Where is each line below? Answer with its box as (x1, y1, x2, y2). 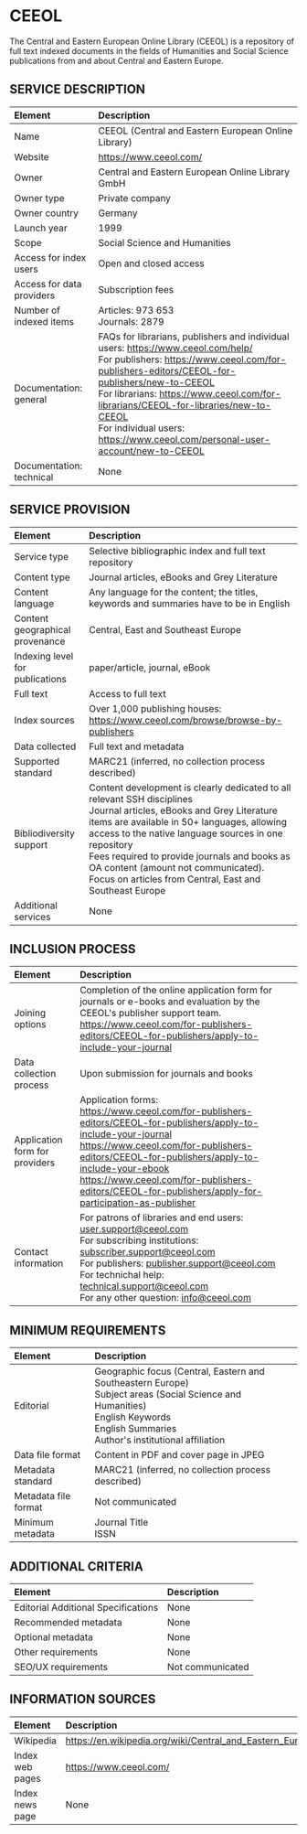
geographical (14, 623, 71, 636)
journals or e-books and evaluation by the (79, 995, 260, 1008)
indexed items (14, 315, 75, 327)
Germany (98, 207, 139, 220)
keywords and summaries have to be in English (89, 596, 291, 609)
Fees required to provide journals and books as (89, 850, 291, 863)
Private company (98, 191, 172, 204)
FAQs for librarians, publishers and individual (98, 330, 290, 343)
